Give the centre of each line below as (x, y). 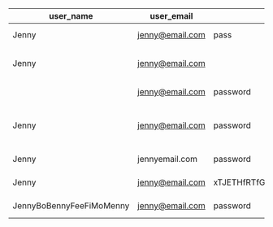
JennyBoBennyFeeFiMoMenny (71, 205)
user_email (171, 16)
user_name (71, 16)
